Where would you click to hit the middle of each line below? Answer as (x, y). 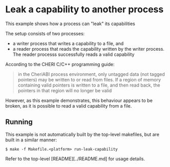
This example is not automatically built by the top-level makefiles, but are (82, 134)
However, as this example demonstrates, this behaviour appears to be (79, 100)
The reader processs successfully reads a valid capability (73, 54)
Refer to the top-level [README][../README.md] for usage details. (75, 159)
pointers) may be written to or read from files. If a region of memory (89, 79)
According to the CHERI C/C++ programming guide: (60, 64)
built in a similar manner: (31, 140)
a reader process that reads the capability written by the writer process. (89, 49)
